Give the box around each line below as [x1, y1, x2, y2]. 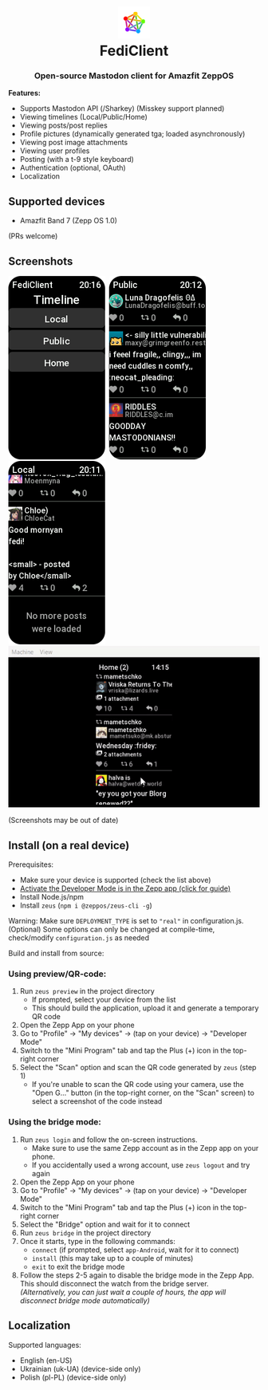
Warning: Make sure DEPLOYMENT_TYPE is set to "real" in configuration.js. [8, 916, 244, 926]
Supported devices [8, 195, 105, 208]
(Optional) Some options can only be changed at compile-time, [8, 924, 215, 935]
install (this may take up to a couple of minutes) [31, 1253, 194, 1262]
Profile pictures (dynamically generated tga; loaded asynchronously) [19, 129, 246, 139]
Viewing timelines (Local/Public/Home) [19, 112, 148, 122]
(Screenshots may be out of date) [8, 816, 119, 825]
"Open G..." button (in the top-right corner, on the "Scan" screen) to [31, 1088, 255, 1098]
